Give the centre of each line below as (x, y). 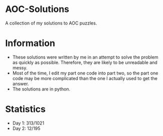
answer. (21, 83)
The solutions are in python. (41, 89)
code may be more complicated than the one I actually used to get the (85, 78)
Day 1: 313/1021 (28, 123)
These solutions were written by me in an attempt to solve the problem (85, 57)
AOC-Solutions (37, 9)
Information (30, 43)
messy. (20, 67)
